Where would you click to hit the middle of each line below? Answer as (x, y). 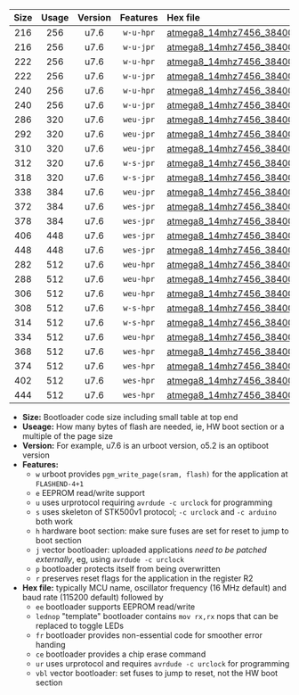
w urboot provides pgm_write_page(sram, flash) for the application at (162, 474)
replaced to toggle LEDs (80, 625)
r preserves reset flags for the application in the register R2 (144, 578)
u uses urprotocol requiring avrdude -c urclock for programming (154, 502)
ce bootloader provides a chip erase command (121, 654)
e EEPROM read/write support (90, 493)
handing (50, 645)
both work (54, 521)
